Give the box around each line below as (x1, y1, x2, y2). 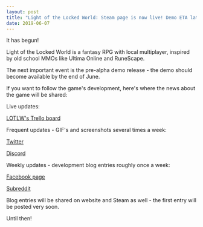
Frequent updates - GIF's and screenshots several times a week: (6, 127, 167, 134)
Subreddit (6, 185, 31, 192)
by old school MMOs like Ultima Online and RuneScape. (6, 55, 145, 62)
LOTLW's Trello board (6, 114, 61, 122)
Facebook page (6, 173, 45, 180)
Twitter (6, 138, 24, 145)
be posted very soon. (6, 203, 59, 211)
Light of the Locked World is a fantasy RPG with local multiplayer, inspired (6, 48, 190, 56)
